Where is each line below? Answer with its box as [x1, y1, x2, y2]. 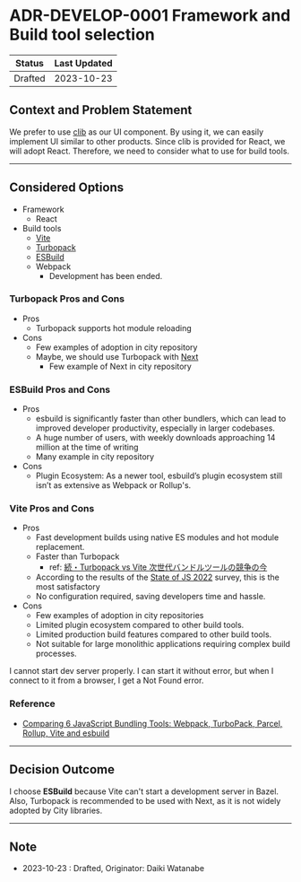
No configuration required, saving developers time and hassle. [35, 591, 266, 602]
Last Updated [54, 57, 114, 69]
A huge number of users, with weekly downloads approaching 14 [35, 432, 276, 443]
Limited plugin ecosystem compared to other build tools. [35, 620, 245, 631]
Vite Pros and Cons [9, 502, 95, 515]
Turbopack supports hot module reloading [35, 322, 192, 333]
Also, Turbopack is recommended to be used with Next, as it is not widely [9, 795, 281, 806]
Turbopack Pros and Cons [9, 293, 125, 305]
